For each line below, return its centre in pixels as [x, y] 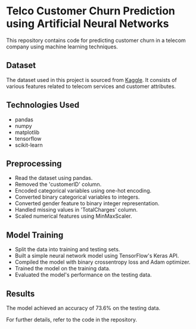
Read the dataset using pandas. [54, 178]
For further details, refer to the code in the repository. [72, 319]
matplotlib [27, 132]
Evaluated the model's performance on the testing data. [83, 275]
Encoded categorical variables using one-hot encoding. [83, 191]
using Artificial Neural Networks [88, 24]
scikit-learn [29, 145]
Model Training [35, 235]
